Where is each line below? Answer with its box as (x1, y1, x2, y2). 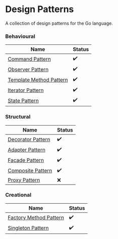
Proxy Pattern (8, 176, 40, 184)
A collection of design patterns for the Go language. (5, 20, 113, 26)
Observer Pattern (8, 66, 49, 73)
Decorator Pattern (8, 136, 50, 143)
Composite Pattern (8, 167, 52, 174)
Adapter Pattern (8, 146, 45, 153)
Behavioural (5, 33, 35, 40)
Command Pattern (8, 55, 51, 63)
